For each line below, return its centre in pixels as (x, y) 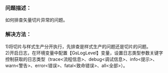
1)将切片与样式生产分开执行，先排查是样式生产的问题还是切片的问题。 (78, 46)
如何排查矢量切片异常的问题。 (36, 20)
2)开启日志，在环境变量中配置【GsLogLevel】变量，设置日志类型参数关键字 (84, 53)
